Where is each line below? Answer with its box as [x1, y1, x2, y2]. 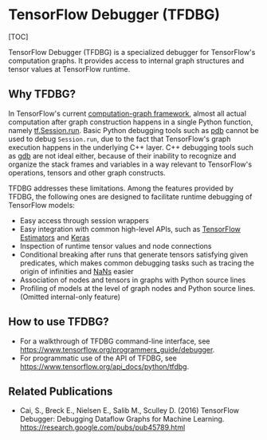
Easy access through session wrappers [19, 215, 150, 225]
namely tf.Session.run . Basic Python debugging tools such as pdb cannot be [8, 125, 259, 135]
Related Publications [8, 384, 113, 398]
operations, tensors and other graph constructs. [8, 167, 166, 177]
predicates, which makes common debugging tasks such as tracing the [19, 257, 255, 268]
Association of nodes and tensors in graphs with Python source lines [19, 275, 246, 285]
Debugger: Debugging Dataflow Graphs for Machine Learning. [19, 414, 225, 424]
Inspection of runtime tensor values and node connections [19, 241, 212, 250]
